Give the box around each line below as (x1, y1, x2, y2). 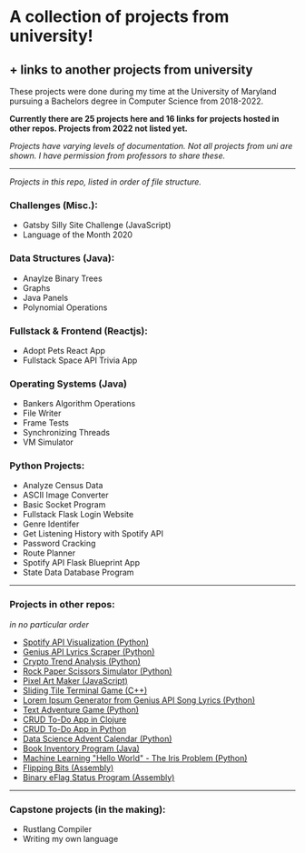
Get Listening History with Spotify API (22, 528, 163, 539)
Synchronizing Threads (22, 427, 111, 438)
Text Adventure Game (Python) (22, 704, 139, 715)
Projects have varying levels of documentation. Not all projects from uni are (9, 141, 293, 151)
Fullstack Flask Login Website (22, 509, 134, 520)
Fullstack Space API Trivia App (22, 355, 138, 366)
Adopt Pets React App (22, 345, 106, 356)
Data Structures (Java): (9, 252, 115, 265)
